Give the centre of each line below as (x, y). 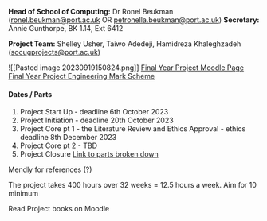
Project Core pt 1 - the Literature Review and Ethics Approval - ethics (133, 129)
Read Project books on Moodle (59, 209)
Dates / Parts (30, 94)
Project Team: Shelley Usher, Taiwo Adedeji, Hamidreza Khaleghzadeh (125, 44)
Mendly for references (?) (50, 169)
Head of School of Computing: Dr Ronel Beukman (91, 12)
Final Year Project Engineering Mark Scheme (82, 76)
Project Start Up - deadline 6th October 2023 (94, 112)
